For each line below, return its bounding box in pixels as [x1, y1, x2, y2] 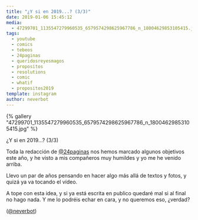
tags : [6, 31, 19, 37]
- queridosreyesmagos [11, 58, 65, 64]
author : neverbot [6, 96, 49, 102]
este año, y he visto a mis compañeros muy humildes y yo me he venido [6, 154, 181, 161]
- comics [11, 42, 33, 48]
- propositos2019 [11, 86, 54, 91]
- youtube [11, 36, 35, 42]
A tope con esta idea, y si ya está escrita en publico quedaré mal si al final [6, 189, 186, 196]
